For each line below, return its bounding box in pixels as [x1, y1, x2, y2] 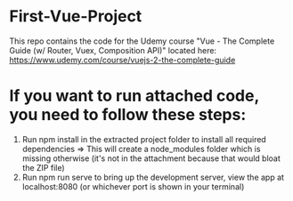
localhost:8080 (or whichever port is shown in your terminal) [21, 181, 245, 192]
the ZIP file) [21, 162, 65, 173]
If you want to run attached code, [9, 86, 260, 106]
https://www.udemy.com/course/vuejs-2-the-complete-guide [9, 54, 236, 65]
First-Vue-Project [9, 6, 142, 27]
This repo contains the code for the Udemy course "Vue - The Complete [9, 36, 275, 46]
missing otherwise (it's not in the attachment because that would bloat [21, 153, 281, 164]
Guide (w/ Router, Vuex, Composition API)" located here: [9, 44, 216, 55]
